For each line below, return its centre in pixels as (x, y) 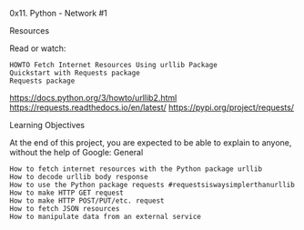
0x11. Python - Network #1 (58, 13)
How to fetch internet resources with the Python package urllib (136, 169)
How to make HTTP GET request (67, 193)
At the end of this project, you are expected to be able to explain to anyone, (151, 143)
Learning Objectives (47, 125)
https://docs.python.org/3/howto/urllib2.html (93, 98)
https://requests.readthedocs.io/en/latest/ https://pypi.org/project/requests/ (152, 107)
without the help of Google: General (76, 152)
